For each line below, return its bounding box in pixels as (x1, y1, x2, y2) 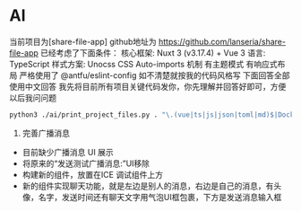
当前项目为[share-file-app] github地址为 (9, 36, 157, 47)
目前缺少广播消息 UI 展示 (21, 146, 114, 157)
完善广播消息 (21, 127, 70, 138)
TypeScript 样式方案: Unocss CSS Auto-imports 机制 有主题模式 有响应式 (9, 58, 278, 69)
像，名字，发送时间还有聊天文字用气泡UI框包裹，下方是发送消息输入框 (21, 191, 282, 202)
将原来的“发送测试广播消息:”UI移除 (21, 158, 150, 169)
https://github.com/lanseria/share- (158, 36, 287, 47)
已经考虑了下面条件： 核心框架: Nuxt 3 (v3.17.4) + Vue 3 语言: (39, 47, 266, 58)
